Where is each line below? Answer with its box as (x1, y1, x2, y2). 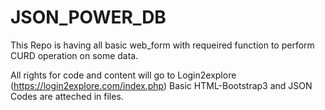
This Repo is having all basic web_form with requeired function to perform (10, 39, 315, 51)
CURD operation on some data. (10, 49, 139, 61)
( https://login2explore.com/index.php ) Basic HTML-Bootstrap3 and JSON (10, 79, 313, 91)
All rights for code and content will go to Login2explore (10, 69, 237, 81)
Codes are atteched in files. (10, 90, 124, 102)
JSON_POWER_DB (10, 6, 167, 29)
